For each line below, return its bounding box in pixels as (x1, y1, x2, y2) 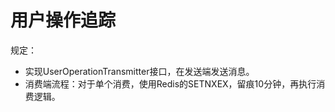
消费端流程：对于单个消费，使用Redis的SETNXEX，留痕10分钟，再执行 (24, 77, 317, 90)
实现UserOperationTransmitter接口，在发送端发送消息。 (24, 65, 255, 77)
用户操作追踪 (10, 9, 117, 32)
